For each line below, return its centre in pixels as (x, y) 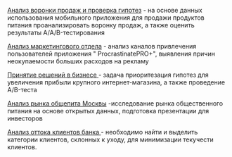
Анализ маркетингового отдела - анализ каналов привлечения (102, 46)
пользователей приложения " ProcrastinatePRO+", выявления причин (111, 54)
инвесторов (25, 118)
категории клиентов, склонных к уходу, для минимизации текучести (110, 139)
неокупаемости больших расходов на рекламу (78, 61)
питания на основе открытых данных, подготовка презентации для (108, 111)
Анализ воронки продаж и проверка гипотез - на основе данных (105, 10)
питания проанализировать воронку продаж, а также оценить (101, 25)
